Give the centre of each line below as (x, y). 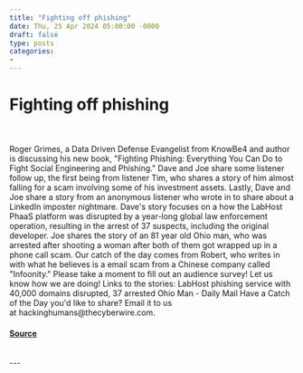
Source (24, 333)
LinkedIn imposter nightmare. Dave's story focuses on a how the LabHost (146, 206)
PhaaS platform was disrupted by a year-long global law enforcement (139, 216)
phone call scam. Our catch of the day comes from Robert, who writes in (145, 254)
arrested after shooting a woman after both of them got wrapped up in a (143, 244)
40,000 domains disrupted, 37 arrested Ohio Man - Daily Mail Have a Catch (150, 293)
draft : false (34, 34)
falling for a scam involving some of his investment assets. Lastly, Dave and (150, 187)
